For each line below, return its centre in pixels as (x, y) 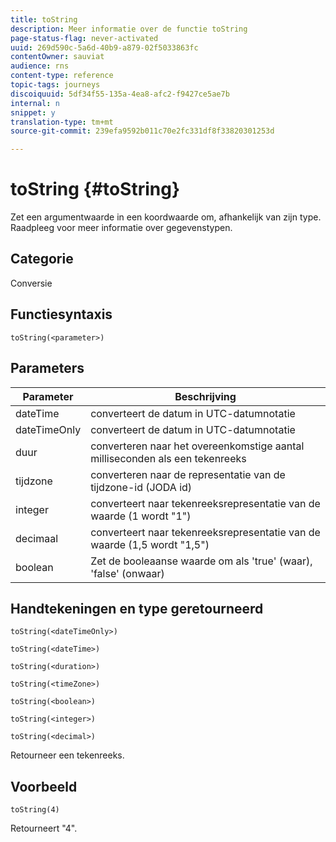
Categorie (42, 259)
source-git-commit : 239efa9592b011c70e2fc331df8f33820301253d (142, 131)
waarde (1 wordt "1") (141, 516)
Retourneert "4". (44, 828)
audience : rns (40, 66)
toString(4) (35, 810)
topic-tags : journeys (55, 85)
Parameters (47, 368)
